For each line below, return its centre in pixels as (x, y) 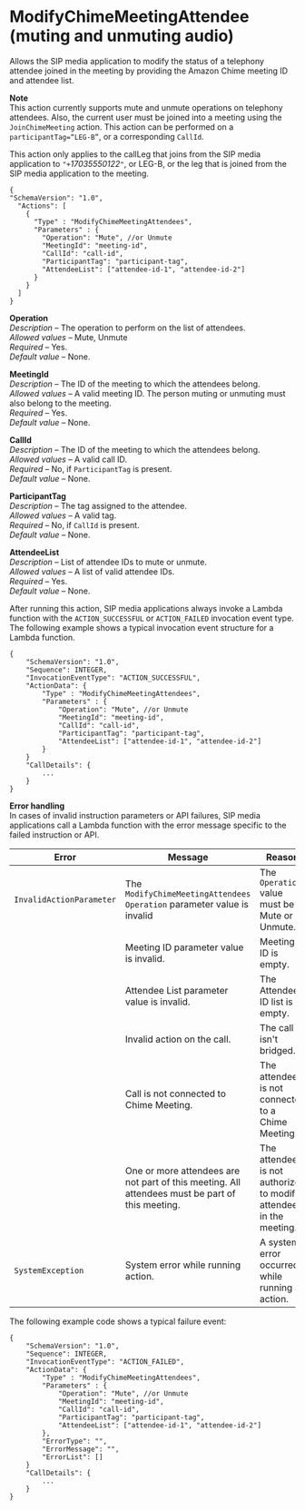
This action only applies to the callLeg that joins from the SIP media (135, 154)
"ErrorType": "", (74, 1441)
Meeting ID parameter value (185, 947)
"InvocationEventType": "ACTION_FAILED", (105, 1362)
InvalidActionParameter (65, 899)
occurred (280, 1265)
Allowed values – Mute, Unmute (69, 337)
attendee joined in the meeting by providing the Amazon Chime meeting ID (149, 71)
